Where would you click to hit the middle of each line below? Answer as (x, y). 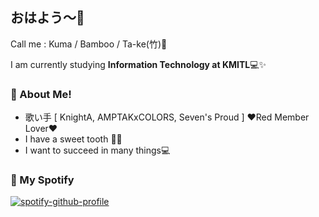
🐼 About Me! (41, 94)
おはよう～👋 (47, 18)
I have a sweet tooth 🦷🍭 (73, 139)
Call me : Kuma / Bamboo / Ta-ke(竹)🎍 (89, 44)
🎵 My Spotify (42, 180)
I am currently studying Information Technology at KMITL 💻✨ (138, 64)
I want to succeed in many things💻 (97, 150)
